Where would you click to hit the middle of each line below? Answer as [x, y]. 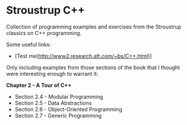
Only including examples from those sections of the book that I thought [93, 67]
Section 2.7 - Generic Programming [58, 116]
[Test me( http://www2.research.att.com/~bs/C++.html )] [83, 56]
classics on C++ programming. [44, 33]
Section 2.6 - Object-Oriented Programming [69, 109]
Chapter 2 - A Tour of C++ [39, 85]
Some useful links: [29, 44]
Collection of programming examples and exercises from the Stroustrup [94, 27]
